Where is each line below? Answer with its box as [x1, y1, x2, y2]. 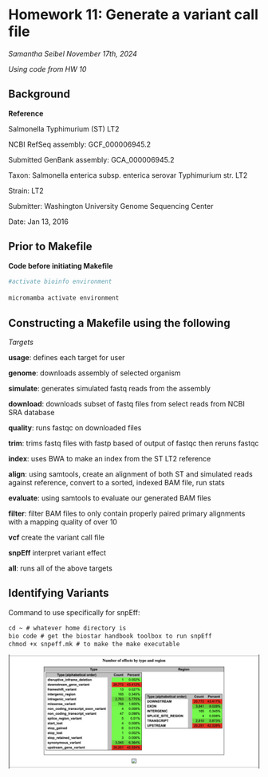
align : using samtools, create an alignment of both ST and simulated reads [8, 469, 253, 479]
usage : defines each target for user [8, 353, 125, 362]
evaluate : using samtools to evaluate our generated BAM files [8, 493, 211, 503]
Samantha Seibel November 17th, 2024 [8, 49, 138, 58]
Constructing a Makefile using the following [8, 316, 231, 330]
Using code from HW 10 [8, 64, 87, 73]
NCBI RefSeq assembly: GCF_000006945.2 [8, 139, 152, 149]
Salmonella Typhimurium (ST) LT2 [8, 124, 120, 133]
